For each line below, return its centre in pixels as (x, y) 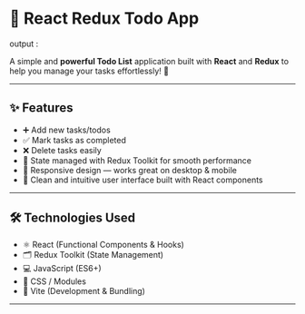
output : (24, 44)
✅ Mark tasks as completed (74, 140)
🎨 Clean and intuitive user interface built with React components (143, 180)
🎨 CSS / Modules (54, 281)
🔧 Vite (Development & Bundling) (84, 290)
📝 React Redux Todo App (104, 19)
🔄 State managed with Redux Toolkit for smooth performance (137, 160)
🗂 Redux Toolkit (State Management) (93, 254)
